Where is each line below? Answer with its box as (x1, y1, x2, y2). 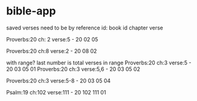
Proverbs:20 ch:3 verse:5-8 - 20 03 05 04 (6, 77, 111, 84)
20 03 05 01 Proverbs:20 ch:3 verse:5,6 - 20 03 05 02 (6, 65, 141, 73)
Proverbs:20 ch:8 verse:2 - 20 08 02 (6, 47, 97, 55)
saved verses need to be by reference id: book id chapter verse (6, 24, 163, 31)
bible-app (6, 4, 56, 18)
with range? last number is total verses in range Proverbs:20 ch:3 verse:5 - (6, 59, 192, 66)
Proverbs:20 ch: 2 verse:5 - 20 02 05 (6, 35, 98, 43)
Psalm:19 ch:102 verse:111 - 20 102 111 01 (6, 88, 106, 96)
